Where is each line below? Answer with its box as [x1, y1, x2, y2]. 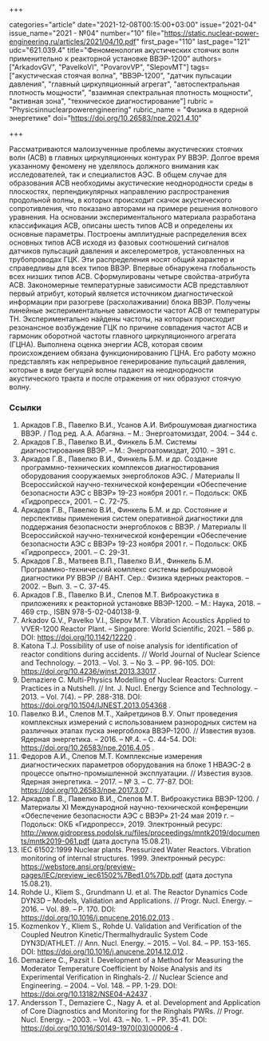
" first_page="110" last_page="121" [136, 37, 251, 46]
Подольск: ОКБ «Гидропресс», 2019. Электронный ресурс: [20, 820, 223, 829]
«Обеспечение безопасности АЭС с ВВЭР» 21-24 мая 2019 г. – [20, 811, 235, 820]
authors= [192, 54, 223, 63]
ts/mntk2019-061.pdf [20, 836, 90, 846]
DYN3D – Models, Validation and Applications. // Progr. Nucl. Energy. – [20, 896, 252, 906]
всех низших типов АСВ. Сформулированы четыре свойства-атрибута [9, 272, 250, 281]
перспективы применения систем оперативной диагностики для [20, 513, 243, 524]
